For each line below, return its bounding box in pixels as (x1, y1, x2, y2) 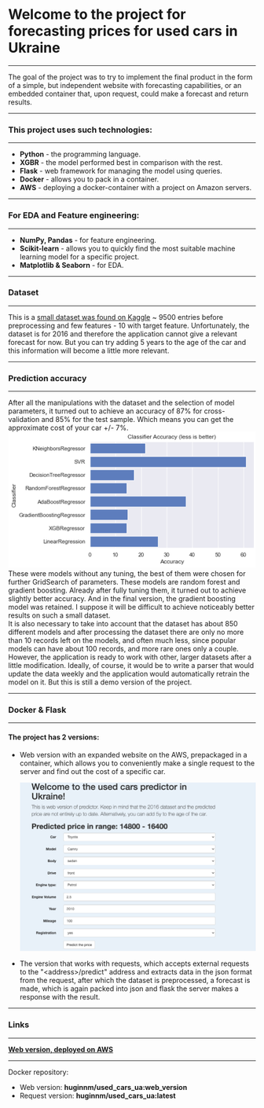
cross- (203, 406, 225, 416)
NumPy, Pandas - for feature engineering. (19, 235, 157, 244)
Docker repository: (8, 1067, 69, 1077)
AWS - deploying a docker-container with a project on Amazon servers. (19, 183, 252, 193)
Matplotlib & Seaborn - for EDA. (19, 260, 124, 270)
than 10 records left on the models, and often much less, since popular (8, 636, 236, 645)
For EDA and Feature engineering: (8, 210, 140, 221)
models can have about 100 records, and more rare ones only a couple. (8, 644, 239, 654)
